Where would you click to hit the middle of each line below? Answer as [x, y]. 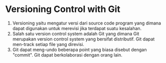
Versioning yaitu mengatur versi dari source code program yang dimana [87, 23]
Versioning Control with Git [63, 9]
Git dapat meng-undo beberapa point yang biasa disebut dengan [79, 49]
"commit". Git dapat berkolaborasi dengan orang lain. [67, 55]
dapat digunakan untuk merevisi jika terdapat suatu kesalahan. [77, 28]
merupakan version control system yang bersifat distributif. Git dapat [84, 39]
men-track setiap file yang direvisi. [48, 44]
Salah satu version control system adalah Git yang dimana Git [76, 33]
